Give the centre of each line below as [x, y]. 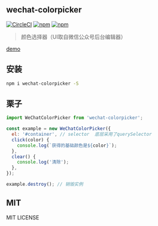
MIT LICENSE [23, 217]
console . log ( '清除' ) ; [43, 162]
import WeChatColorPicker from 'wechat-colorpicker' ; [75, 118]
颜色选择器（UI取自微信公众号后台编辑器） [73, 37]
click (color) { [31, 140]
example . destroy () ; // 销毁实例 [45, 185]
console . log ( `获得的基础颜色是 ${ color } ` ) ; [67, 145]
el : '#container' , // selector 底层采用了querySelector [82, 135]
